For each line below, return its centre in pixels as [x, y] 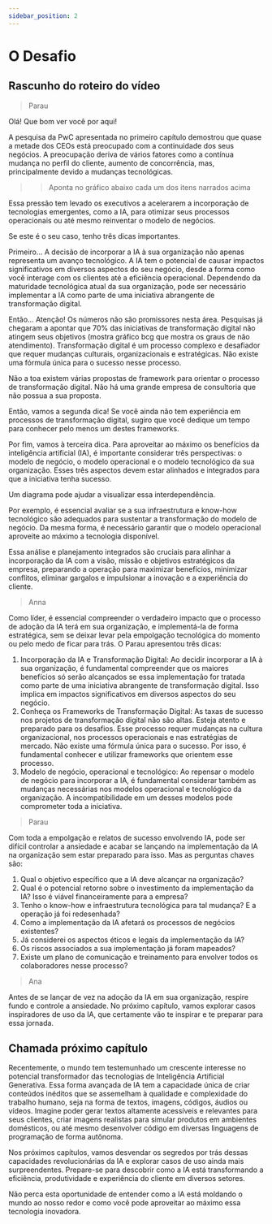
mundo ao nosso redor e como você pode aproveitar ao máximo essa [125, 1203]
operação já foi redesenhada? [70, 914]
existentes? [39, 931]
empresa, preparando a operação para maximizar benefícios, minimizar [128, 569]
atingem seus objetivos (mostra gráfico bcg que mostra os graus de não [129, 336]
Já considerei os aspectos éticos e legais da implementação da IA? [132, 940]
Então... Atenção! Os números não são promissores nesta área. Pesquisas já [136, 319]
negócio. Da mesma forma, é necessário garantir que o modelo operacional [135, 527]
